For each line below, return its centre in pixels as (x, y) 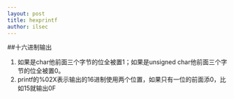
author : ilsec (28, 26)
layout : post (26, 14)
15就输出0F (39, 89)
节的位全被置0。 (41, 71)
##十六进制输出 (30, 47)
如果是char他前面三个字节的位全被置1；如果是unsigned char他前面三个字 (122, 62)
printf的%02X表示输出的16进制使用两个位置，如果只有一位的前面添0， (118, 79)
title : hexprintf (32, 20)
